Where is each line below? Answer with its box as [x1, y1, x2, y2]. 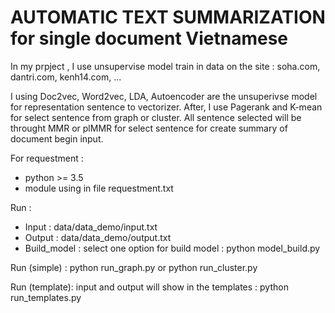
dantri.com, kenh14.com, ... [10, 71, 122, 83]
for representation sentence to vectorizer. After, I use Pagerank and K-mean [10, 101, 323, 113]
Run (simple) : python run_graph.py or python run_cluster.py [10, 261, 258, 273]
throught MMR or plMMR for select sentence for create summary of [10, 122, 288, 134]
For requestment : [10, 152, 84, 164]
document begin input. [10, 132, 104, 145]
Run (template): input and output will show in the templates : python [10, 281, 289, 293]
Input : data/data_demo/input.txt [24, 221, 158, 233]
